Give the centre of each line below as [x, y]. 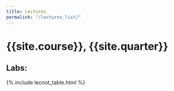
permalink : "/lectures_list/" [44, 17]
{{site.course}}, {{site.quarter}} [87, 46]
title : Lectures [26, 12]
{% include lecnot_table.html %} [46, 82]
